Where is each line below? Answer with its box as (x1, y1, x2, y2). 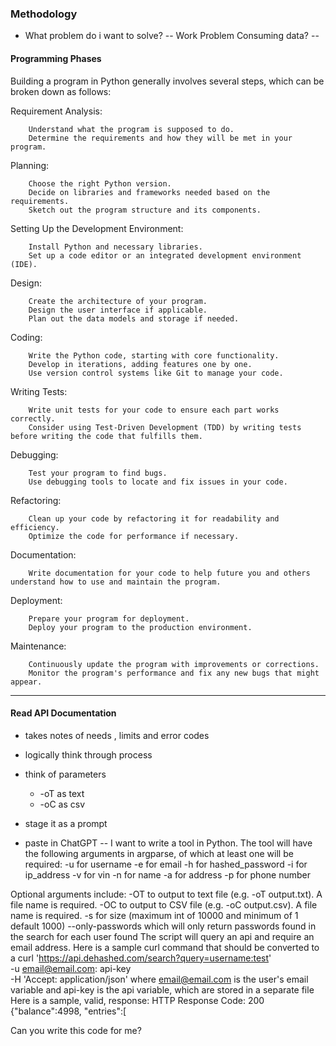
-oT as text (39, 787, 85, 799)
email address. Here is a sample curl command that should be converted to (10, 941, 320, 953)
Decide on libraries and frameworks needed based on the (28, 187, 271, 197)
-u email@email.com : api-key (10, 962, 132, 974)
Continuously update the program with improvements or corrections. (28, 659, 320, 669)
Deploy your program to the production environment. (28, 622, 253, 632)
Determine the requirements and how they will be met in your (28, 133, 293, 143)
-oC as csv (39, 798, 86, 810)
